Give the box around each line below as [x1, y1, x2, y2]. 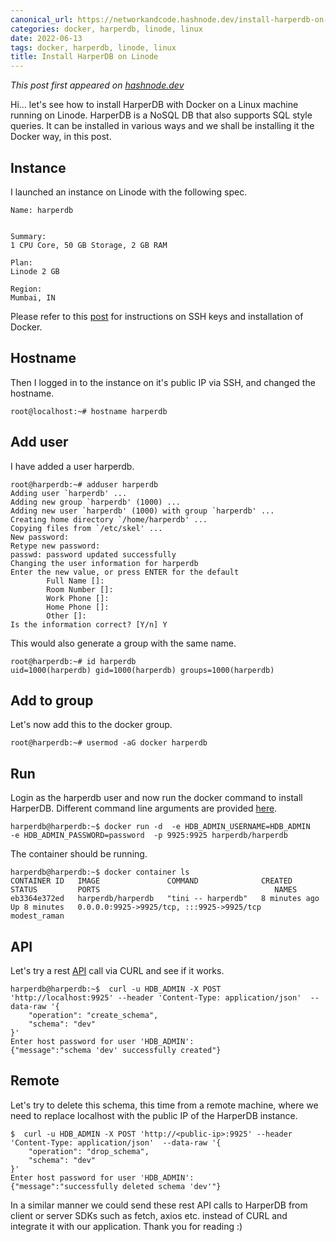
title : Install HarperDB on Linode [10, 52, 159, 62]
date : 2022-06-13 [10, 33, 83, 43]
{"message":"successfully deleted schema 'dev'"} [10, 1181, 222, 1191]
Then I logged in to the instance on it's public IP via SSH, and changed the [10, 376, 316, 388]
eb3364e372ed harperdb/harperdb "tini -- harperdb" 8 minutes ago [10, 894, 320, 904]
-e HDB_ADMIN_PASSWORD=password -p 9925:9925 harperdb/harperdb [10, 831, 288, 841]
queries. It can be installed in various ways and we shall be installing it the [10, 120, 315, 132]
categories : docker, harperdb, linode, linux [10, 24, 203, 34]
